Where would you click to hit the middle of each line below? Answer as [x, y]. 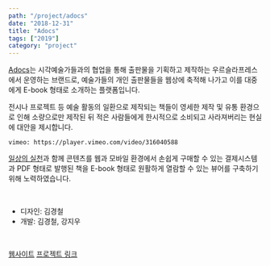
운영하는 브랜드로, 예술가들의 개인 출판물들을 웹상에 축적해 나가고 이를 [133, 80]
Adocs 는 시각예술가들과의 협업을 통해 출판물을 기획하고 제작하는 [110, 70]
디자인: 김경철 [42, 211]
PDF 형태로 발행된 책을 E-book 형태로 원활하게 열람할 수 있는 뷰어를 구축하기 [137, 168]
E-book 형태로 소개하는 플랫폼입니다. [81, 90]
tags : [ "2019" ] [34, 38]
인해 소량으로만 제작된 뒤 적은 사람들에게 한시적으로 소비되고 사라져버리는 [132, 117]
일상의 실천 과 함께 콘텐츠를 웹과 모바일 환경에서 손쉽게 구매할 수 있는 [116, 159]
